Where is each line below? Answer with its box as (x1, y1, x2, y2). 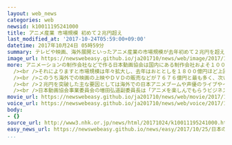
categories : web (7, 17, 54, 23)
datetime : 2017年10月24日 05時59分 (7, 42, 105, 49)
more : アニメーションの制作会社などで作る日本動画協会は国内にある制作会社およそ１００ (7, 61, 226, 68)
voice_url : (7, 100, 39, 107)
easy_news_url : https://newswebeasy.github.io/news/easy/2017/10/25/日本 (7, 126, 222, 133)
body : (7, 106, 23, 113)
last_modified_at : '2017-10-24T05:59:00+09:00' (7, 36, 147, 43)
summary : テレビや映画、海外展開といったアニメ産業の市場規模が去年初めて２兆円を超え (7, 49, 226, 56)
